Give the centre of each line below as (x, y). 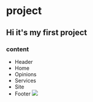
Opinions (26, 74)
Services (25, 80)
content (18, 49)
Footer (23, 93)
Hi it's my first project (46, 33)
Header (24, 62)
